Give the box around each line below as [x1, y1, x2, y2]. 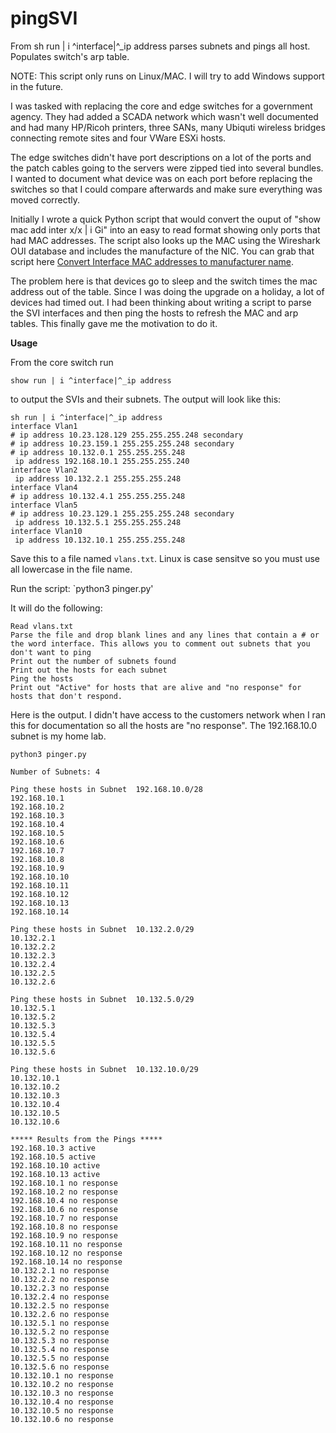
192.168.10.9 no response [10, 1230, 118, 1241]
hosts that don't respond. [10, 691, 123, 701]
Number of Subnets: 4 [10, 767, 101, 777]
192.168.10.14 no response [10, 1257, 123, 1267]
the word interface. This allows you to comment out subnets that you [10, 638, 311, 649]
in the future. [10, 80, 64, 92]
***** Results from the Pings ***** [10, 1134, 163, 1144]
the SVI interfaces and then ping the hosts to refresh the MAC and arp [10, 307, 299, 319]
